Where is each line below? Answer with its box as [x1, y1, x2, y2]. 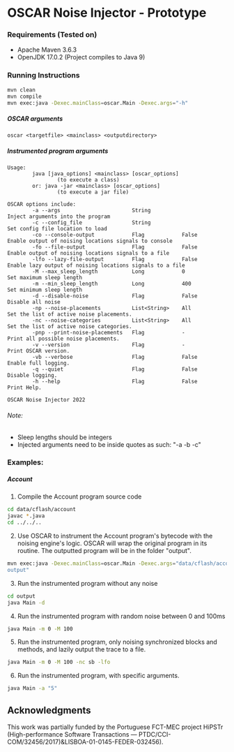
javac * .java [7, 513, 45, 519]
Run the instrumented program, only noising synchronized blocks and [17, 637, 217, 647]
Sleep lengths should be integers [17, 433, 113, 441]
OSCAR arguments [7, 115, 63, 123]
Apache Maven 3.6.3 [17, 45, 77, 54]
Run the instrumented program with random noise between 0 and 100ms [17, 612, 226, 620]
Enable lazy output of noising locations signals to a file [7, 262, 186, 270]
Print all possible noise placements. [7, 335, 120, 343]
